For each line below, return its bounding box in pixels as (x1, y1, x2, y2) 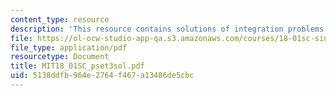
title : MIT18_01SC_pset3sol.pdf (10, 61, 145, 71)
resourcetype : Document (10, 52, 110, 62)
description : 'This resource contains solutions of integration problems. (10, 24, 329, 34)
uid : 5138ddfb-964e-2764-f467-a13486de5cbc (10, 71, 195, 81)
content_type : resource (10, 14, 110, 25)
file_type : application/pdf (10, 42, 128, 53)
